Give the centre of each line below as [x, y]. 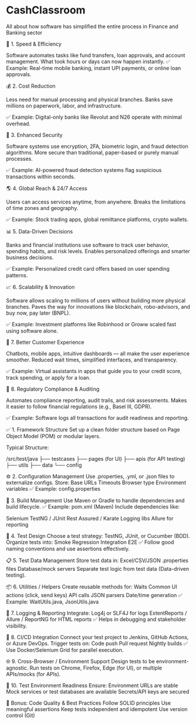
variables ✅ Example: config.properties [53, 488]
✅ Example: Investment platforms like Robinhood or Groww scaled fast [91, 324]
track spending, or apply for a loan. [48, 377]
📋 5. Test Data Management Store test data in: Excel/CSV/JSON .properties [97, 560]
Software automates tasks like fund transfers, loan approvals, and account [96, 55]
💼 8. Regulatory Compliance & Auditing [53, 389]
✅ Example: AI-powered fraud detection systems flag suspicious [84, 170]
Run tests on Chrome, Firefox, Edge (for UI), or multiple [96, 668]
